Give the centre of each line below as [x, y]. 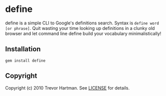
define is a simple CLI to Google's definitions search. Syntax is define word [82, 23]
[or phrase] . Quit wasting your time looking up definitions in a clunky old [80, 28]
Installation [23, 49]
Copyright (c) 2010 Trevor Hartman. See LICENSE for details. [67, 88]
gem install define [25, 61]
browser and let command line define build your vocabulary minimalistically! [83, 33]
